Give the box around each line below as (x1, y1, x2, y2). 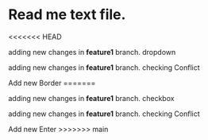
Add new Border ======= (8, 78, 96, 87)
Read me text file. (8, 6, 126, 24)
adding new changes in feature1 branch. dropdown (8, 47, 176, 56)
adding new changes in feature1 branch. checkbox (8, 93, 175, 103)
